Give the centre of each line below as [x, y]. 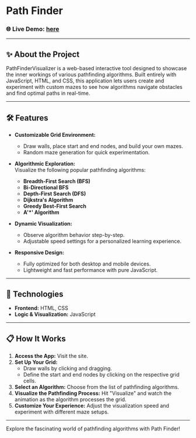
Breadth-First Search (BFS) [57, 181]
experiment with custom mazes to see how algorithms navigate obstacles [94, 87]
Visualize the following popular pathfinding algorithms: [80, 170]
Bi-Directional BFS [46, 188]
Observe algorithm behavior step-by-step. [74, 235]
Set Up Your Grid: [36, 362]
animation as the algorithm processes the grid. [70, 399]
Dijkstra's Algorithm [48, 200]
